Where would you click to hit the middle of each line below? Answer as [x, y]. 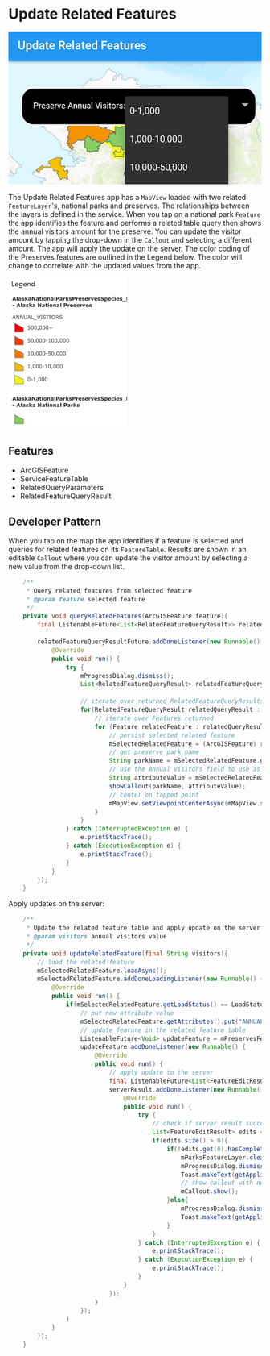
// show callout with [217, 1183]
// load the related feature [86, 962]
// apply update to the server [162, 1073]
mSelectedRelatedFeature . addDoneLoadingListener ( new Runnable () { [151, 979]
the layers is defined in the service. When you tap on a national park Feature [135, 214]
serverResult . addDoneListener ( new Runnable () [186, 1089]
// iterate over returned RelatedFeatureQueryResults [172, 701]
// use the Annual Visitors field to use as [185, 770]
